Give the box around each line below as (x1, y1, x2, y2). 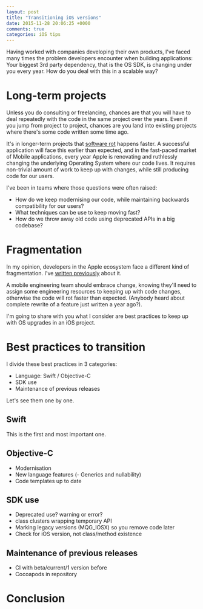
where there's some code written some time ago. (6, 128, 129, 136)
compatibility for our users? (15, 202, 84, 210)
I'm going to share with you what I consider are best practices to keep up (6, 312, 189, 320)
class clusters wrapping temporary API (15, 517, 112, 525)
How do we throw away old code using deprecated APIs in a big (15, 215, 175, 222)
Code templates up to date (15, 477, 82, 484)
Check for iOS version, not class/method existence (15, 530, 142, 538)
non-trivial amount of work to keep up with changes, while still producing (6, 166, 189, 173)
